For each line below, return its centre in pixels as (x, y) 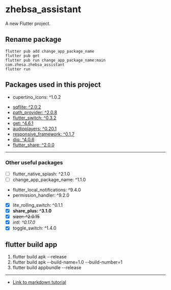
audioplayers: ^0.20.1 (35, 128)
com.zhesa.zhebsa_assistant (35, 65)
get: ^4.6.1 (23, 123)
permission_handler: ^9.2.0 (41, 195)
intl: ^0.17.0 (24, 222)
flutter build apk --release (40, 257)
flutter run (18, 69)
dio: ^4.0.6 (23, 139)
